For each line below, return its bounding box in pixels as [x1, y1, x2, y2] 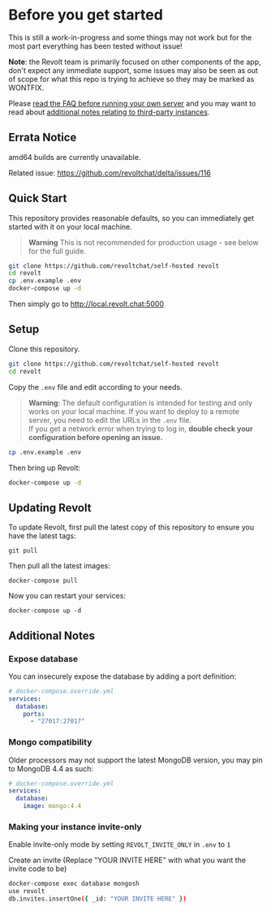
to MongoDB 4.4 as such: [8, 763, 94, 773]
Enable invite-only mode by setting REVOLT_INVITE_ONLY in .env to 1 [8, 840, 231, 849]
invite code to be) [8, 864, 67, 874]
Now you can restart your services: [8, 591, 126, 601]
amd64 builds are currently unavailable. [8, 152, 141, 162]
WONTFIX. [8, 83, 45, 93]
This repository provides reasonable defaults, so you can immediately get [8, 213, 254, 222]
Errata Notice [8, 131, 77, 145]
